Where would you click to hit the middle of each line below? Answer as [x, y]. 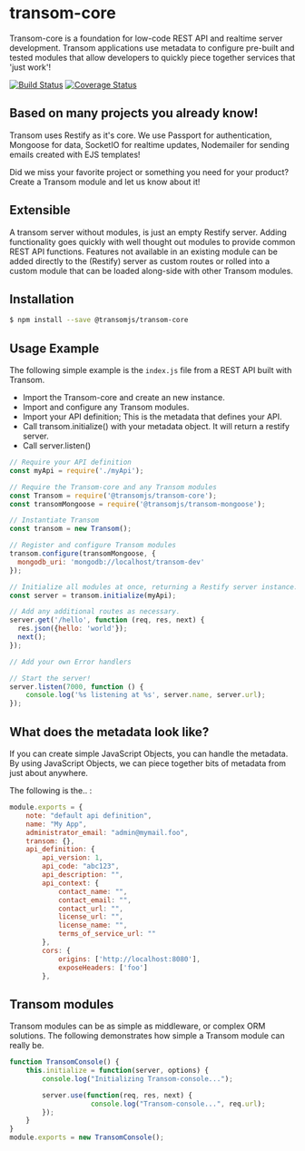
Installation [42, 299]
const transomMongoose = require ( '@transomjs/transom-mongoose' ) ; [138, 504]
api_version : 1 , [73, 858]
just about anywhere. [49, 773]
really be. [27, 1046]
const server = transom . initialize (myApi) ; [93, 595]
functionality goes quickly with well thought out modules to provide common [152, 241]
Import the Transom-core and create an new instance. [123, 398]
